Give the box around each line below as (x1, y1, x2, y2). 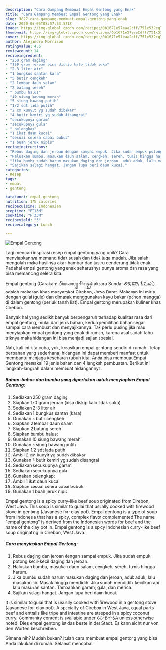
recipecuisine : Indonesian (5, 204, 61, 209)
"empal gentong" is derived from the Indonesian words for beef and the (5, 519, 151, 525)
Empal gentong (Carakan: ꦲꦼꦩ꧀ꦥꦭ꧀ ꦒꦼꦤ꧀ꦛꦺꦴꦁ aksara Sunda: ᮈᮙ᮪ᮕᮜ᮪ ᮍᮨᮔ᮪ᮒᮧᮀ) (5, 280, 155, 286)
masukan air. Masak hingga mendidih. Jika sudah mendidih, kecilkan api (12, 579, 160, 585)
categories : (5, 167, 30, 172)
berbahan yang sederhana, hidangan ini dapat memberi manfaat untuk (5, 350, 149, 356)
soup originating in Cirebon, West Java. (5, 529, 86, 535)
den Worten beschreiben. (5, 625, 57, 631)
